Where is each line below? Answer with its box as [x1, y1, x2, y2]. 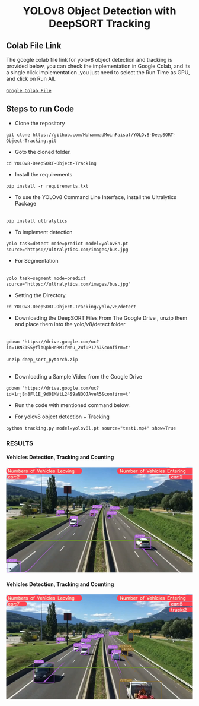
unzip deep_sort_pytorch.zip [6, 357, 78, 363]
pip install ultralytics [6, 218, 68, 224]
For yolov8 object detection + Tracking [14, 413, 110, 420]
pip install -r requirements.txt [6, 183, 89, 189]
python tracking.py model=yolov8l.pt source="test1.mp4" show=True [6, 425, 176, 431]
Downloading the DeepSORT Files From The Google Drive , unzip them [14, 314, 188, 322]
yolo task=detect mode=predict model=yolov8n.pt [6, 241, 129, 247]
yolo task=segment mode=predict [6, 275, 86, 281]
